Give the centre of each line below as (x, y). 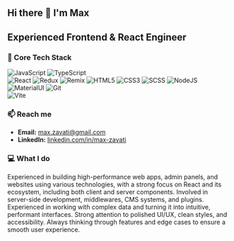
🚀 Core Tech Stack (40, 57)
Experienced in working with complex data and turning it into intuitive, (109, 207)
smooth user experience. (43, 229)
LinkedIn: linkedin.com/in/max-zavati (72, 140)
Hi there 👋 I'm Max (48, 13)
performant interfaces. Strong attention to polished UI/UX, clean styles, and (117, 214)
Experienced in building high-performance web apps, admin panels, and (113, 176)
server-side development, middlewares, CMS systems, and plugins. (106, 199)
